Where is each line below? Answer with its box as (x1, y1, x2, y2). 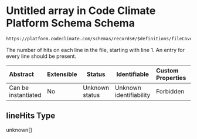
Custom (156, 66, 179, 74)
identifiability (114, 91, 151, 99)
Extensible (46, 70, 77, 78)
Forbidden (156, 87, 185, 95)
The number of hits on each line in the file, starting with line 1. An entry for (6, 46, 185, 53)
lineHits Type (6, 111, 56, 121)
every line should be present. (6, 53, 77, 60)
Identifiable (116, 70, 150, 78)
